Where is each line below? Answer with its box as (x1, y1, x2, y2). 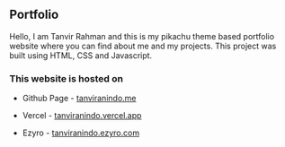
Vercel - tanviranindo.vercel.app (22, 110, 142, 121)
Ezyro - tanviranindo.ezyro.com (22, 127, 140, 138)
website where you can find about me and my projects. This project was (9, 40, 277, 51)
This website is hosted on (9, 72, 124, 84)
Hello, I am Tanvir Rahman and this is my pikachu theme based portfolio (9, 30, 275, 41)
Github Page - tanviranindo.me (22, 93, 137, 104)
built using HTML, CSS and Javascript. (9, 49, 153, 61)
